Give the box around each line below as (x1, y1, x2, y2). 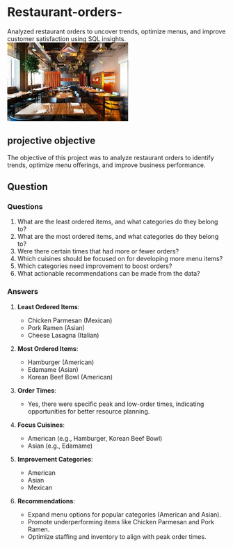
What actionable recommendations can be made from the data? (17, 269, 200, 278)
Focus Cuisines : (17, 421, 65, 429)
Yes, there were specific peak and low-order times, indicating (27, 400, 204, 408)
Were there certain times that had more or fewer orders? (17, 247, 179, 256)
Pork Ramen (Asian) (27, 323, 86, 331)
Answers (7, 287, 38, 297)
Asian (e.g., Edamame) (27, 441, 93, 450)
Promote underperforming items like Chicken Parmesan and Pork (27, 517, 214, 526)
